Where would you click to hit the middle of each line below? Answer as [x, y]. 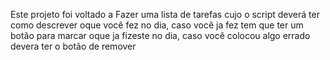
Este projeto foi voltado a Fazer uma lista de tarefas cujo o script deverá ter [165, 14]
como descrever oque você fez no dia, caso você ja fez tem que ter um [157, 25]
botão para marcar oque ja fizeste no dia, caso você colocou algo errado [160, 35]
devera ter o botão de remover [73, 46]
